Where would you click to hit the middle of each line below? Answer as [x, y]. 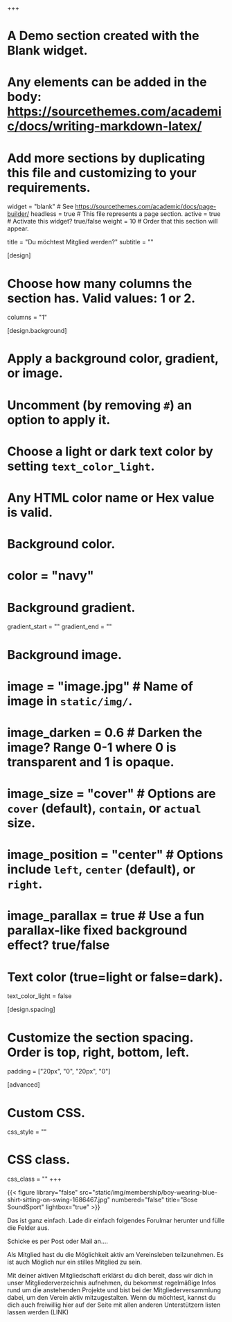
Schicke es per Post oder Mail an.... [58, 1241]
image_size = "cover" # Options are [111, 794]
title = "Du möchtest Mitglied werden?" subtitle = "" [80, 242]
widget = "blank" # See [41, 207]
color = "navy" [51, 576]
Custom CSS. [46, 1113]
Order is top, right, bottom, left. [98, 1052]
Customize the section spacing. [100, 1037]
